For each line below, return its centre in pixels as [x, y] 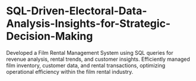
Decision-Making [50, 36]
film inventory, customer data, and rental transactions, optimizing [86, 65]
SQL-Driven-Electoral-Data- [77, 11]
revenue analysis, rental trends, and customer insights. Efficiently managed [98, 59]
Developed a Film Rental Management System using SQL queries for [90, 52]
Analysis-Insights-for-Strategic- [88, 24]
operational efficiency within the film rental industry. [70, 71]
